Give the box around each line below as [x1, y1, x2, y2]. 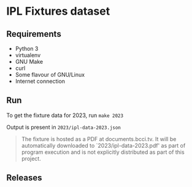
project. [21, 155, 41, 162]
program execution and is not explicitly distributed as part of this [21, 148, 185, 156]
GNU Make [15, 58, 44, 65]
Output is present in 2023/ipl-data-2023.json [6, 123, 121, 131]
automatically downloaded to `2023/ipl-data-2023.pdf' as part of [21, 142, 186, 149]
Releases [6, 173, 42, 183]
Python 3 [15, 45, 39, 52]
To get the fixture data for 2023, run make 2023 [6, 112, 124, 119]
